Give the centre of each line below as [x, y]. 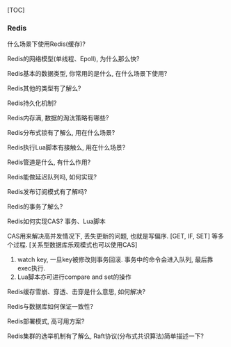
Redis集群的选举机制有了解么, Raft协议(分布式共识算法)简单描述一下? [105, 336]
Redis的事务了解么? [35, 207]
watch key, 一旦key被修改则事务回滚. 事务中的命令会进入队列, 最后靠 [115, 259]
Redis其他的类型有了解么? [44, 88]
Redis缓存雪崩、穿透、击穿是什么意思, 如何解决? [77, 292]
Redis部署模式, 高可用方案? [46, 321]
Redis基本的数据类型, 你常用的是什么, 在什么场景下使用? [87, 74]
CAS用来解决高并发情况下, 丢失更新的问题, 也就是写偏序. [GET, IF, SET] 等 [112, 236]
